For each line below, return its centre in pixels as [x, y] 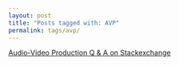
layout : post [30, 15]
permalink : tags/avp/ [44, 30]
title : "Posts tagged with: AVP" [64, 23]
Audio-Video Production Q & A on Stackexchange [89, 53]
